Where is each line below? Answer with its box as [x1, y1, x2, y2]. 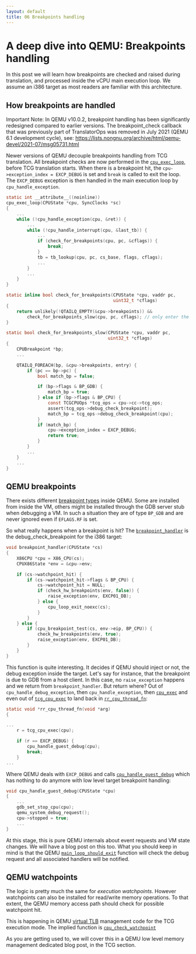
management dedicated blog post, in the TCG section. [6, 942, 136, 949]
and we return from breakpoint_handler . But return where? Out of [6, 682, 163, 689]
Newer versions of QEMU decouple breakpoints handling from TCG [6, 152, 168, 159]
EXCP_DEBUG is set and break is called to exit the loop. [55, 171, 181, 178]
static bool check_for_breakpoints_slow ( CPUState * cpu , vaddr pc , [6, 330, 171, 336]
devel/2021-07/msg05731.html [6, 141, 80, 148]
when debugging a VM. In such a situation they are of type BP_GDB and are [6, 510, 184, 517]
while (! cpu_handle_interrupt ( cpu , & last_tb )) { [27, 227, 148, 233]
